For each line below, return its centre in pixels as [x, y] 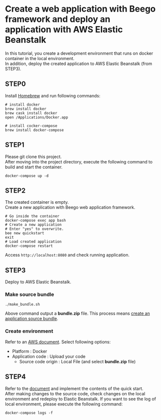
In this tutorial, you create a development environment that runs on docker [79, 53]
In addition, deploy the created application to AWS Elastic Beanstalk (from [79, 64]
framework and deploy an [58, 19]
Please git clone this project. [33, 157]
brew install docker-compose [34, 130]
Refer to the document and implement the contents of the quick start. [74, 388]
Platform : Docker [30, 351]
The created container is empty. [37, 202]
